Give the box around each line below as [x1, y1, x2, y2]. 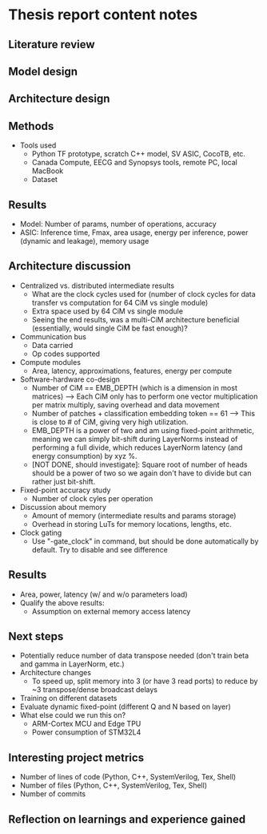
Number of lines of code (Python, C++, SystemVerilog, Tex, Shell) [19, 772, 237, 782]
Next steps [8, 630, 64, 643]
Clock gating [19, 528, 62, 537]
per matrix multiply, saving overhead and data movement [31, 399, 220, 410]
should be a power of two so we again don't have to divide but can [31, 468, 252, 478]
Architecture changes [19, 668, 92, 678]
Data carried [31, 340, 74, 350]
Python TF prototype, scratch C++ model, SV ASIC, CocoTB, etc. [31, 149, 246, 159]
